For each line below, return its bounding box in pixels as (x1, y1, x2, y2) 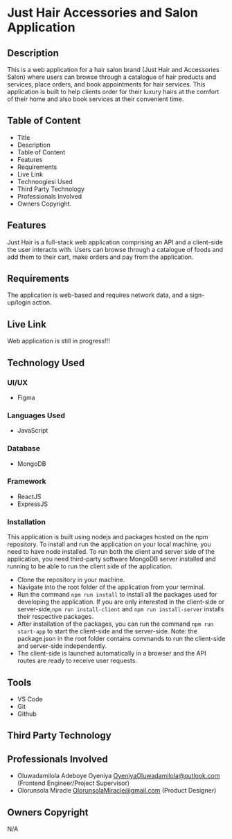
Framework (7, 476, 46, 486)
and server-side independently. (17, 642, 107, 650)
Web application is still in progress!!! (7, 337, 111, 345)
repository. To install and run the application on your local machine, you (7, 540, 211, 548)
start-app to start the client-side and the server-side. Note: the (17, 627, 197, 635)
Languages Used (7, 411, 66, 420)
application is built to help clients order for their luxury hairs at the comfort (7, 88, 220, 96)
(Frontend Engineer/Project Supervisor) (17, 779, 130, 787)
